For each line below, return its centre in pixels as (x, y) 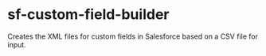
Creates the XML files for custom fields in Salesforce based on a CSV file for (133, 36)
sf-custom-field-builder (88, 15)
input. (17, 44)
